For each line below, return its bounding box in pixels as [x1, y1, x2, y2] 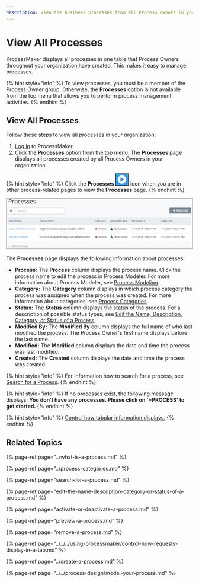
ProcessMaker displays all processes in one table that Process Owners [6, 55, 179, 62]
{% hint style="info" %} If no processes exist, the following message [6, 390, 174, 397]
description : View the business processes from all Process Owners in [6, 9, 184, 15]
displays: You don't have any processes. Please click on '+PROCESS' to [6, 396, 185, 403]
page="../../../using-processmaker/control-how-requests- [37, 540, 178, 547]
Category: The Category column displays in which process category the [14, 285, 193, 292]
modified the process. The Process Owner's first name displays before [14, 329, 188, 336]
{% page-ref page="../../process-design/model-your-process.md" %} [6, 569, 176, 576]
